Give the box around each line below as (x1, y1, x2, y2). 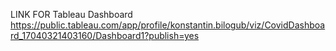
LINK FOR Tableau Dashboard (10, 9, 133, 20)
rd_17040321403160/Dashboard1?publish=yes (10, 30, 200, 41)
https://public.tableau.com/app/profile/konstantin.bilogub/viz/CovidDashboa (10, 19, 326, 31)
